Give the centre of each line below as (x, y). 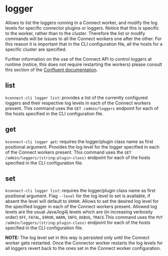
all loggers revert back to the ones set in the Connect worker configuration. (83, 248)
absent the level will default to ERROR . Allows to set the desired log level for (82, 201)
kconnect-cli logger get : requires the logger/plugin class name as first (79, 142)
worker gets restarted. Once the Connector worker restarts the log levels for (84, 243)
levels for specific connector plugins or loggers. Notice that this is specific (82, 28)
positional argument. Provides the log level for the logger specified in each (82, 147)
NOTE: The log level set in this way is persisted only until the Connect (77, 238)
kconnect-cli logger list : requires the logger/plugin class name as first (80, 191)
